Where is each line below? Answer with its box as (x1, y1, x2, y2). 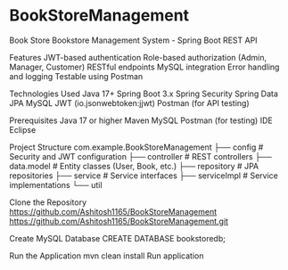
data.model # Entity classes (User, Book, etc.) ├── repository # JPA (9, 160, 259, 171)
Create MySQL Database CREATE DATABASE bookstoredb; (9, 233, 226, 243)
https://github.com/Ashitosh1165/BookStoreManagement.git (9, 216, 229, 226)
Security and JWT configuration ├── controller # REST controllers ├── (9, 151, 272, 161)
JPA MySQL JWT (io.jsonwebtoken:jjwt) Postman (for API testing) (9, 97, 250, 108)
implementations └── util (9, 179, 103, 190)
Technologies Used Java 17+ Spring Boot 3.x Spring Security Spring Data (9, 88, 279, 99)
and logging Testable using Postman (9, 70, 144, 81)
